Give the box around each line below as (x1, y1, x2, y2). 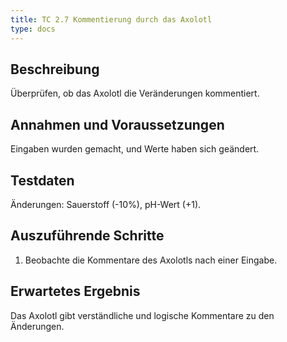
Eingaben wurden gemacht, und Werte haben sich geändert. (10, 143, 260, 155)
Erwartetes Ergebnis (10, 283, 141, 300)
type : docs (10, 24, 56, 34)
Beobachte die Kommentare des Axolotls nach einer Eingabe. (24, 254, 278, 266)
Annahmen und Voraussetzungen (10, 116, 225, 133)
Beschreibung (10, 61, 100, 78)
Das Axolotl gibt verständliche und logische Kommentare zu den (10, 309, 275, 321)
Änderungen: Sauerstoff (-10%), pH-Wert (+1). (10, 198, 202, 210)
